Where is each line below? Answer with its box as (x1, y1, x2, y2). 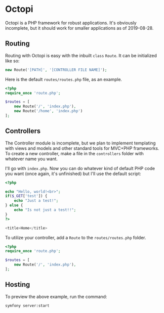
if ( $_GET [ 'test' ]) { (5, 194, 48, 199)
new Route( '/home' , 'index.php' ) (14, 109, 83, 114)
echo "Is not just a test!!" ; (14, 208, 77, 213)
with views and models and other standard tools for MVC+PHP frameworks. (5, 145, 160, 151)
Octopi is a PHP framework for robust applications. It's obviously (5, 20, 137, 26)
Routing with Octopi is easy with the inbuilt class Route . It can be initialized (5, 52, 157, 58)
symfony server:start (5, 303, 50, 308)
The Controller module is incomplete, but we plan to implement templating (5, 140, 156, 146)
